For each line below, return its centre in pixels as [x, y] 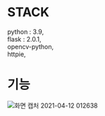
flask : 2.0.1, [24, 39]
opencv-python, [31, 46]
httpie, [17, 54]
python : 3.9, [26, 32]
